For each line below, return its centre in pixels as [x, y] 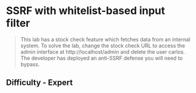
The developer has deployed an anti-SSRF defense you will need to [102, 58]
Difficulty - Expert [39, 83]
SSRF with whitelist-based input [86, 11]
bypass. [30, 64]
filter [18, 23]
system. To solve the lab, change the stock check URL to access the [103, 46]
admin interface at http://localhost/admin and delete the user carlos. [103, 51]
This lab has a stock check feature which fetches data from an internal [105, 39]
